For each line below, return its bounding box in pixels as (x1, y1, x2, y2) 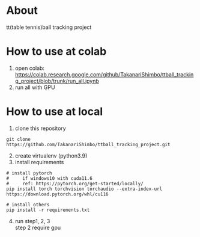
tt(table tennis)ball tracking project (6, 23, 92, 31)
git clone (6, 136, 31, 142)
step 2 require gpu (14, 224, 61, 231)
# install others (6, 202, 50, 208)
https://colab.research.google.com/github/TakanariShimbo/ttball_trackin (14, 70, 194, 78)
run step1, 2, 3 (14, 217, 50, 224)
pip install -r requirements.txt (6, 207, 90, 213)
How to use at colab (6, 45, 107, 58)
